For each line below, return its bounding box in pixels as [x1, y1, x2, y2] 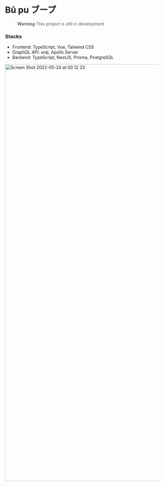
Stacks [5, 33, 22, 39]
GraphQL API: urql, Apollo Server [12, 49, 79, 55]
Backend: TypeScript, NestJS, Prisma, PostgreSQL [12, 55, 114, 60]
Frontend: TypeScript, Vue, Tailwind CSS [12, 44, 94, 50]
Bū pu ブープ [5, 4, 56, 16]
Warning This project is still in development [17, 20, 105, 27]
